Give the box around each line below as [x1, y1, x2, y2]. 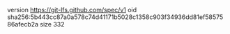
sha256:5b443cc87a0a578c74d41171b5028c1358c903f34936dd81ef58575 [7, 13, 224, 21]
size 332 [40, 20, 65, 28]
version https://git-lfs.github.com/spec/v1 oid [7, 6, 137, 14]
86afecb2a [7, 20, 39, 28]
